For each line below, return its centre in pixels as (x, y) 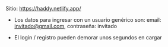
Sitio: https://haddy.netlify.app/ (43, 9)
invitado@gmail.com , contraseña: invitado (65, 26)
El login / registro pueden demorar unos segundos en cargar (88, 37)
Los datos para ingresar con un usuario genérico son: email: (88, 20)
